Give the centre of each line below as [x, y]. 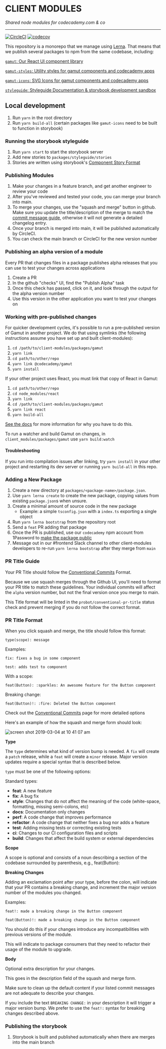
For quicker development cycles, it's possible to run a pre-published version [83, 327]
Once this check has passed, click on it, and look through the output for [85, 288]
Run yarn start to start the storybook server [58, 152]
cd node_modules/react [36, 394]
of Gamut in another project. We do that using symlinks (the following [76, 333]
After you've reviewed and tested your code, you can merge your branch [86, 197]
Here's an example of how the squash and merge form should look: [74, 723]
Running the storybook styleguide [47, 141]
